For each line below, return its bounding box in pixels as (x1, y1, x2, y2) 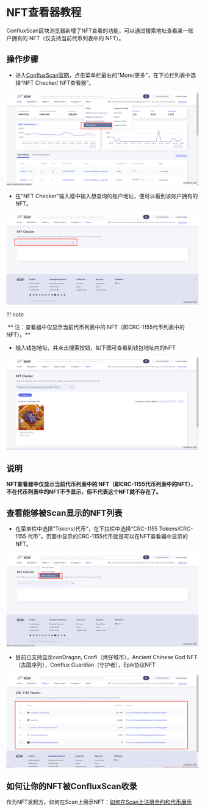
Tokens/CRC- (159, 525, 193, 532)
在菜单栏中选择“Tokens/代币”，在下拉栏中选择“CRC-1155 (15, 525, 158, 532)
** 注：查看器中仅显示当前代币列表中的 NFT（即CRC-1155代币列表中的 (7, 324, 185, 330)
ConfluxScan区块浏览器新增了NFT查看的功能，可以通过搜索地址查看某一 (6, 27, 189, 34)
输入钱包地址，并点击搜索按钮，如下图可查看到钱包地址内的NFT (15, 344, 176, 351)
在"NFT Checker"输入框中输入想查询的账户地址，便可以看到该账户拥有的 (15, 192, 198, 199)
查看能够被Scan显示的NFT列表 (6, 507, 123, 518)
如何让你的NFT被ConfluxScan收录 (6, 781, 137, 791)
